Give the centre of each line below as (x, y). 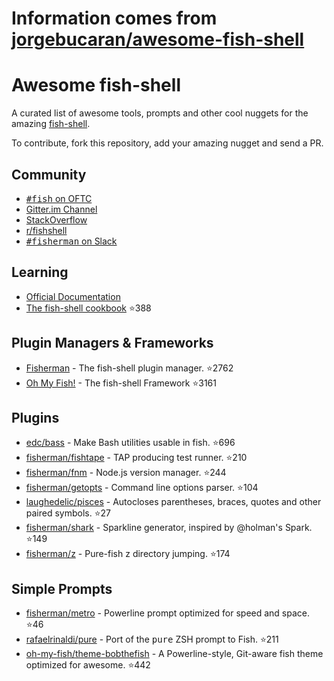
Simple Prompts (62, 588)
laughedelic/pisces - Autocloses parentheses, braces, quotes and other (173, 502)
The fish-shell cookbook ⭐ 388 (88, 308)
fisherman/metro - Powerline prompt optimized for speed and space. (168, 613)
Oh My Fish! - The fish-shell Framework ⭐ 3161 (121, 383)
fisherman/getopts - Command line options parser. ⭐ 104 (142, 488)
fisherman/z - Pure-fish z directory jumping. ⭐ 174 (128, 554)
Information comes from (114, 18)
